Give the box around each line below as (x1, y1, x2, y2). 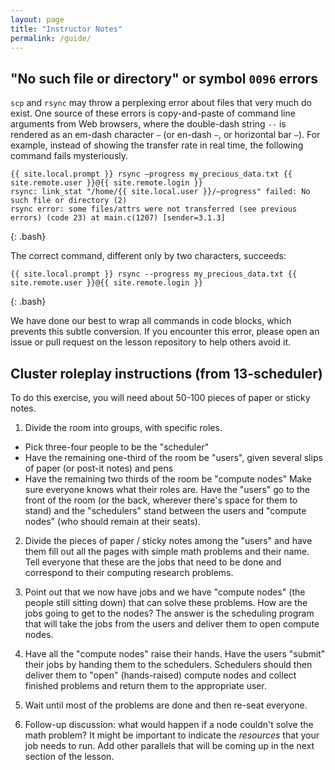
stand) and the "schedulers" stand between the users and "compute (24, 505, 307, 516)
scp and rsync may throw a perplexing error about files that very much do (10, 97, 313, 109)
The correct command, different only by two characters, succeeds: (10, 250, 287, 262)
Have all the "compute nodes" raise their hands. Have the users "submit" (24, 648, 326, 660)
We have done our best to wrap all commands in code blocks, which (10, 315, 292, 327)
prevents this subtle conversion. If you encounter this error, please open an (10, 326, 320, 338)
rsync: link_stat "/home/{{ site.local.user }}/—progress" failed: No (10, 187, 311, 197)
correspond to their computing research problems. (24, 567, 234, 578)
